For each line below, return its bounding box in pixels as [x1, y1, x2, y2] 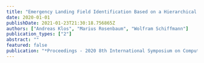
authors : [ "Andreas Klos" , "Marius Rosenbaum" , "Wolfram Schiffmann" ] [6, 25, 189, 32]
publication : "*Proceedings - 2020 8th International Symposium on [6, 48, 181, 54]
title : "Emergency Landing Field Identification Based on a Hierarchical [6, 8, 197, 15]
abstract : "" [6, 37, 39, 43]
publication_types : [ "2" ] [6, 31, 72, 37]
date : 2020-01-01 [6, 14, 50, 20]
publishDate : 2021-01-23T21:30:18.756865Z [6, 20, 115, 26]
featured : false [6, 43, 47, 49]
